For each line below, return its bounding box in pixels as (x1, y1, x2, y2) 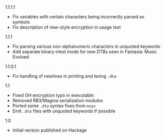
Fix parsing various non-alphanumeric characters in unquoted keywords (12, 44, 161, 49)
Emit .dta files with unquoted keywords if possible (12, 108, 116, 114)
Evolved (12, 54, 29, 60)
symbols (12, 19, 30, 25)
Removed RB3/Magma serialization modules (12, 97, 103, 103)
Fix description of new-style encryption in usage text (12, 24, 121, 30)
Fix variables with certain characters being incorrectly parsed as (12, 14, 145, 19)
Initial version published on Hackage (12, 127, 87, 133)
